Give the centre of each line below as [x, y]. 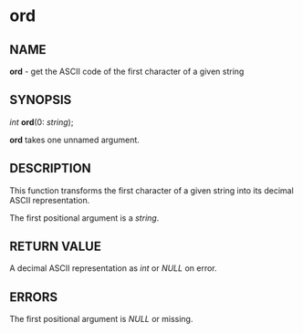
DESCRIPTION [50, 168]
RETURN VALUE [56, 247]
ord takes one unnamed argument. [74, 140]
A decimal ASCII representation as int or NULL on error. [113, 268]
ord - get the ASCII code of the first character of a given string [127, 71]
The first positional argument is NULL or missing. [101, 319]
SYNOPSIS [41, 100]
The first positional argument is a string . [84, 218]
